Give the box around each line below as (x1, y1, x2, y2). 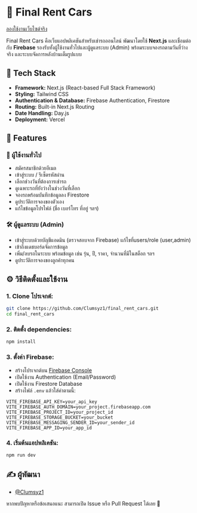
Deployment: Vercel (14, 116, 65, 123)
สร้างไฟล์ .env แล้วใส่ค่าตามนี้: (14, 386, 76, 394)
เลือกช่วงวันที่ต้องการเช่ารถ (14, 178, 67, 185)
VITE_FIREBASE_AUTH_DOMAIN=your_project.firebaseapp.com (6, 404, 151, 410)
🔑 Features (6, 133, 47, 143)
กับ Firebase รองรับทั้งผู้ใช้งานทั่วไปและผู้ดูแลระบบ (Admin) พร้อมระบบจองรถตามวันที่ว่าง (6, 44, 188, 51)
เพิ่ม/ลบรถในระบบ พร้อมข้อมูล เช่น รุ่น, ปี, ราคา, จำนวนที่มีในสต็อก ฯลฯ (14, 250, 155, 257)
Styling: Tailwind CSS (14, 90, 69, 97)
